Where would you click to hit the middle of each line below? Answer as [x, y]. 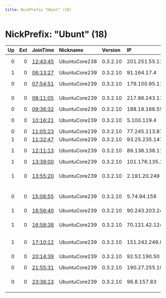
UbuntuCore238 [78, 61]
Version [111, 50]
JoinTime [43, 50]
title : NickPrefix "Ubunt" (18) [38, 10]
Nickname [71, 50]
